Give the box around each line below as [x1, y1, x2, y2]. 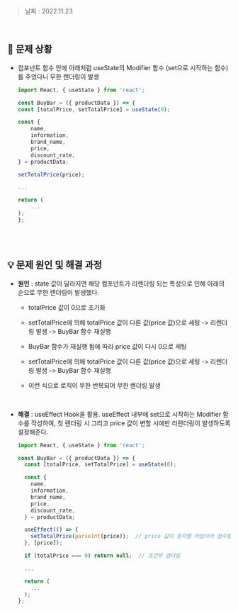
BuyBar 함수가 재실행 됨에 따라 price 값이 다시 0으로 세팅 [28, 342, 187, 350]
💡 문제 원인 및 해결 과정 [7, 259, 103, 271]
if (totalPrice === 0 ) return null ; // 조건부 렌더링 [24, 552, 181, 559]
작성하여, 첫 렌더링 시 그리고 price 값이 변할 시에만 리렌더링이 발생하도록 [30, 418, 231, 427]
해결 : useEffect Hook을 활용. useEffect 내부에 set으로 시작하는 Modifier [17, 410, 222, 418]
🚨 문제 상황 [7, 43, 53, 55]
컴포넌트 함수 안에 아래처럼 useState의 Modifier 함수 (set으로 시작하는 [17, 63, 213, 72]
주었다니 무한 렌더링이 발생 [25, 72, 99, 81]
